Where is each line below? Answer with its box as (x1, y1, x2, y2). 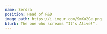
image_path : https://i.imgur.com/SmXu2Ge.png (5, 16, 102, 21)
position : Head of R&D (5, 12, 52, 17)
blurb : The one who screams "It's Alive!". (5, 21, 98, 26)
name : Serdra (5, 7, 32, 12)
